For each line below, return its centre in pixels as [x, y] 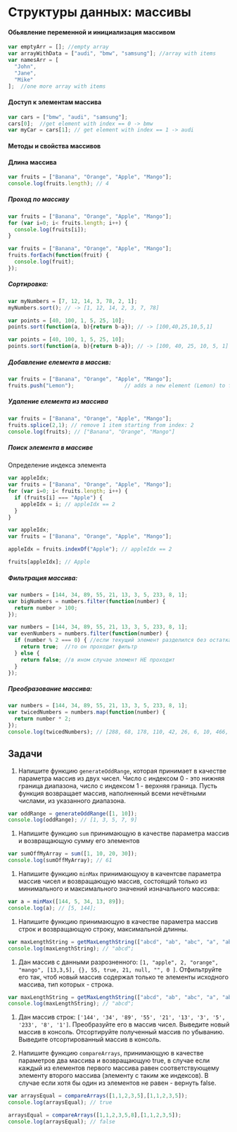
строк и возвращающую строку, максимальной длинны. [103, 929]
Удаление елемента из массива [58, 401]
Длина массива [32, 162]
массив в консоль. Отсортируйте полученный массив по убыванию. [121, 1032]
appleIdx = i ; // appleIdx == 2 [68, 504]
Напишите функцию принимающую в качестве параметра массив [118, 921]
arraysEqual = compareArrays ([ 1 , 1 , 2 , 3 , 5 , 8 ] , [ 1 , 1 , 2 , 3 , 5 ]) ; [95, 1115]
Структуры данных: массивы [100, 12]
